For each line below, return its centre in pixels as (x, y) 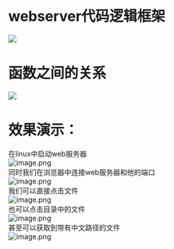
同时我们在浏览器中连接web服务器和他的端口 (82, 172)
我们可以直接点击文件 (43, 190)
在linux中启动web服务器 (47, 153)
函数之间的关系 (57, 73)
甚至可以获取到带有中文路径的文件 (64, 227)
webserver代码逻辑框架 (87, 16)
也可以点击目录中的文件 (47, 209)
